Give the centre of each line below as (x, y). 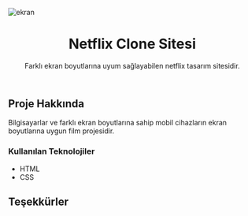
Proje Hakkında (46, 104)
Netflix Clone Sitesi (132, 44)
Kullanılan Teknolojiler (52, 151)
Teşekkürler (39, 202)
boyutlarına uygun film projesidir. (61, 131)
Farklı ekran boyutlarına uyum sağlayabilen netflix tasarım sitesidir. (132, 65)
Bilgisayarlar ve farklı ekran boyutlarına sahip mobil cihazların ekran (117, 123)
